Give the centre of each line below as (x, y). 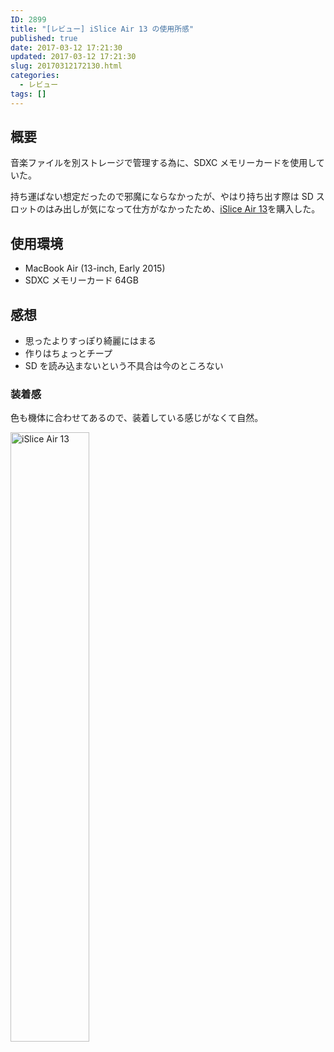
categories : (35, 76)
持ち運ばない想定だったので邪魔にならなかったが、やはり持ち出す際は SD (162, 197)
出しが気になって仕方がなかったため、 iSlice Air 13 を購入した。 (191, 209)
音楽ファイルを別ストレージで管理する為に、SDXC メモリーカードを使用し (163, 163)
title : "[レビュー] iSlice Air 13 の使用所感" (102, 29)
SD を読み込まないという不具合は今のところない (124, 366)
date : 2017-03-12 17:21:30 (66, 47)
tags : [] (28, 94)
